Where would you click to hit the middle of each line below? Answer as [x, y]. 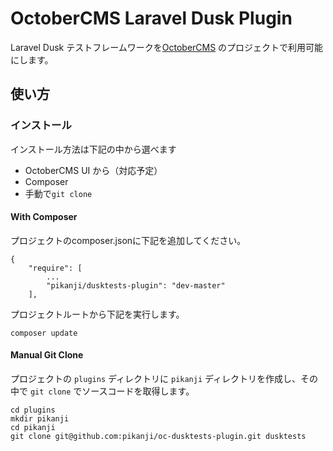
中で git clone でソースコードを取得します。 [102, 391]
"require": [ [55, 268]
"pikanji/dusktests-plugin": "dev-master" [136, 285]
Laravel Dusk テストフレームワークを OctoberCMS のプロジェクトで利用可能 [167, 47]
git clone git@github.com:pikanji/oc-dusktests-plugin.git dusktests [158, 437]
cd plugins [33, 410]
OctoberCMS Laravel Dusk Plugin [151, 18]
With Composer [44, 217]
